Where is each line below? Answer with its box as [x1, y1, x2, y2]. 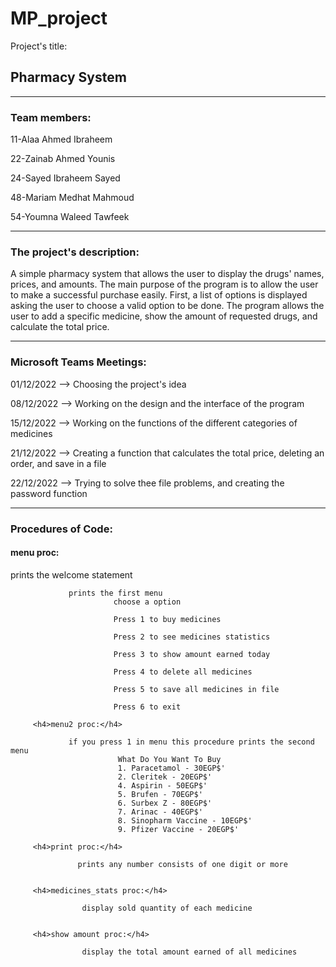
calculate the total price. [10, 321, 110, 333]
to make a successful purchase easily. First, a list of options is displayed [10, 289, 308, 301]
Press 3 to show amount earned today [113, 649, 271, 659]
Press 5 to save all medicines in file [113, 684, 280, 694]
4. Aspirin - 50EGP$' [117, 780, 208, 791]
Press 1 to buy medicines [113, 614, 222, 624]
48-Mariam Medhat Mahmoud [10, 192, 135, 204]
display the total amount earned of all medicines [81, 947, 298, 957]
